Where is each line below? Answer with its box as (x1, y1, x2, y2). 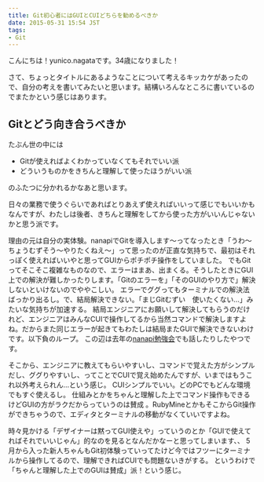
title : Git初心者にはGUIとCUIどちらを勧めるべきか (8, 11, 159, 20)
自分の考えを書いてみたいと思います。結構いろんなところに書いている (21, 82, 248, 92)
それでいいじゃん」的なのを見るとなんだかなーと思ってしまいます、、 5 (21, 436, 251, 446)
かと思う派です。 (8, 219, 63, 228)
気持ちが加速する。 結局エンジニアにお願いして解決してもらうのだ (28, 305, 244, 314)
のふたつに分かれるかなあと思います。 (8, 183, 132, 192)
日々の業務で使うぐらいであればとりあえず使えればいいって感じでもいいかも (8, 199, 255, 209)
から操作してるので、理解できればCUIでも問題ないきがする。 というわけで (14, 456, 256, 466)
